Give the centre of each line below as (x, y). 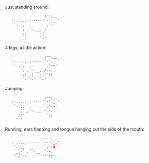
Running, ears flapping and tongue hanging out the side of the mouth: (75, 129)
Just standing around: (27, 7)
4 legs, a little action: (26, 48)
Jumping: (15, 88)
